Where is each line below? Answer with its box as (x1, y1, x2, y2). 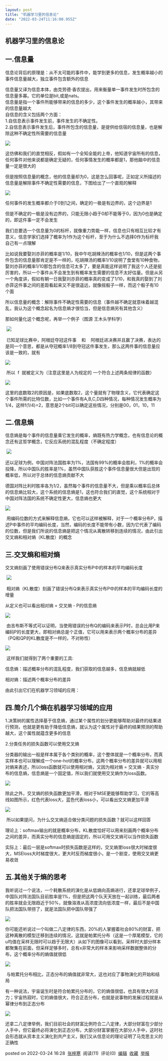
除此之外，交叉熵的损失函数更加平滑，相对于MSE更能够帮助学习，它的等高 (5, 791, 159, 797)
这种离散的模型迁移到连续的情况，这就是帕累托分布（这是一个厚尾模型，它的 (5, 932, 163, 938)
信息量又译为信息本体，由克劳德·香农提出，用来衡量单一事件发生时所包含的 (5, 86, 160, 92)
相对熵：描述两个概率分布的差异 (5, 677, 71, 683)
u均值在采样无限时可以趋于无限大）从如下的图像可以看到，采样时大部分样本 (5, 939, 161, 945)
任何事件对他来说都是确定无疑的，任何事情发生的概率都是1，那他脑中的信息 (5, 157, 160, 163)
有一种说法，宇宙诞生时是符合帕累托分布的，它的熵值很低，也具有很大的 (5, 988, 154, 994)
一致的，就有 (13, 349, 40, 355)
